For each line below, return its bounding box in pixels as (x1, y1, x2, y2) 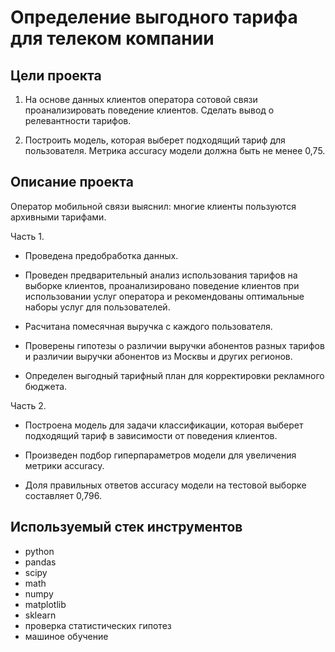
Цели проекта (10, 67, 102, 84)
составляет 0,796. (24, 489, 102, 501)
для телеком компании (10, 27, 215, 50)
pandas (24, 556, 57, 568)
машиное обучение (24, 630, 109, 642)
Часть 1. (10, 230, 45, 242)
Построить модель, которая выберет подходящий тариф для (24, 134, 286, 146)
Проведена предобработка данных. (24, 249, 179, 261)
